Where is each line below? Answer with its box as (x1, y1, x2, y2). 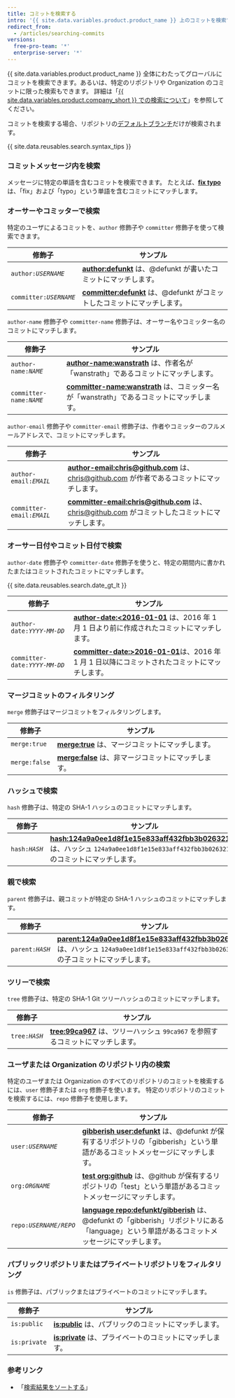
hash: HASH (10, 845, 43, 854)
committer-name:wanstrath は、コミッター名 (66, 382, 220, 392)
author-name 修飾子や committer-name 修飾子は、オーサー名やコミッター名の (7, 317, 226, 326)
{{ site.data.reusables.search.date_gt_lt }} (7, 581, 127, 589)
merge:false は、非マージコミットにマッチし (57, 753, 205, 762)
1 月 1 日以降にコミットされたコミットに (73, 657, 208, 666)
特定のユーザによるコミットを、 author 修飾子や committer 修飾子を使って (7, 224, 218, 232)
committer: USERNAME (10, 294, 76, 301)
